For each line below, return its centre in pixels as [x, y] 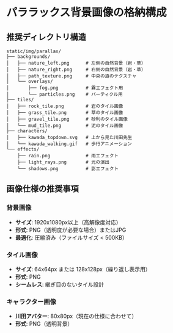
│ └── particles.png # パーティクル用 [65, 95]
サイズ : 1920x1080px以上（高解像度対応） [68, 222]
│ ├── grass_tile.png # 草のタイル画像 [65, 113]
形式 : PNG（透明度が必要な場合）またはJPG [71, 230]
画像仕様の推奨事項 [42, 189]
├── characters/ [27, 131]
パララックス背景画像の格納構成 [86, 13]
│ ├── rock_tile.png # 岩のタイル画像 [65, 106]
